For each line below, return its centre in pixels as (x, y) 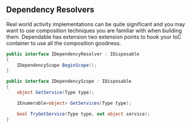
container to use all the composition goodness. (64, 43)
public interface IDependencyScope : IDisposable (69, 82)
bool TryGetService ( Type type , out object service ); (84, 114)
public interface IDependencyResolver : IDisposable (73, 54)
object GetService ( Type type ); (56, 93)
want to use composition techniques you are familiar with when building (94, 30)
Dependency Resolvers (50, 10)
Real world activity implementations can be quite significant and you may (96, 24)
